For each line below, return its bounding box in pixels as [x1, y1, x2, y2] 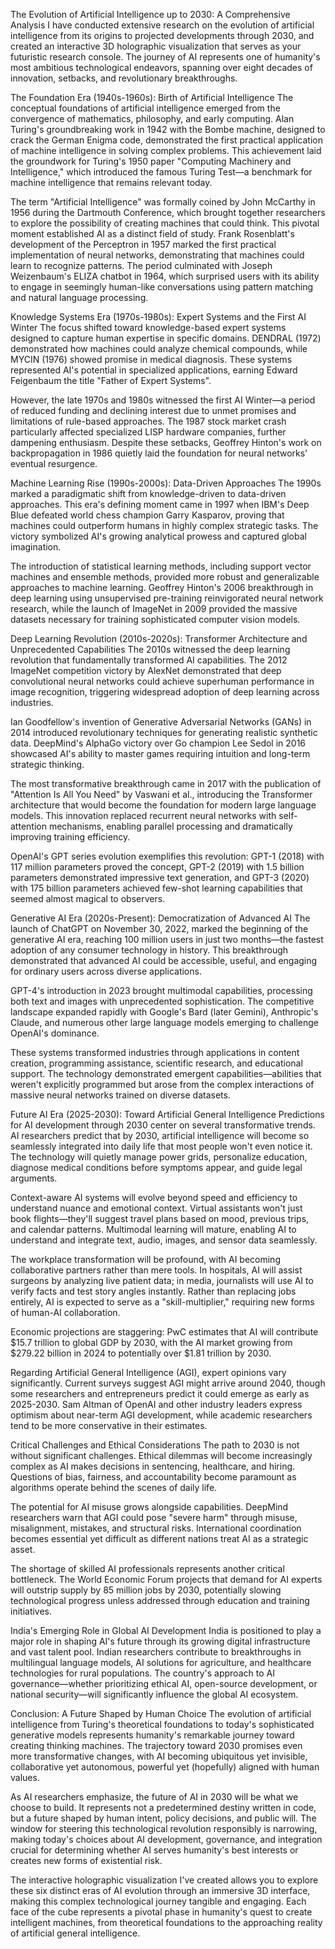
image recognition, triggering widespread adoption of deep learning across [10, 686, 320, 698]
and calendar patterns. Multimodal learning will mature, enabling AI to [10, 1224, 297, 1235]
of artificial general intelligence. [10, 1927, 141, 1939]
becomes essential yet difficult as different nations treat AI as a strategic [10, 1533, 309, 1544]
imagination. [10, 541, 62, 553]
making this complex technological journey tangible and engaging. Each [10, 1895, 307, 1907]
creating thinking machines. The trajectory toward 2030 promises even [10, 1740, 303, 1751]
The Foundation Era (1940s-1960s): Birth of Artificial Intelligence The [10, 92, 294, 103]
